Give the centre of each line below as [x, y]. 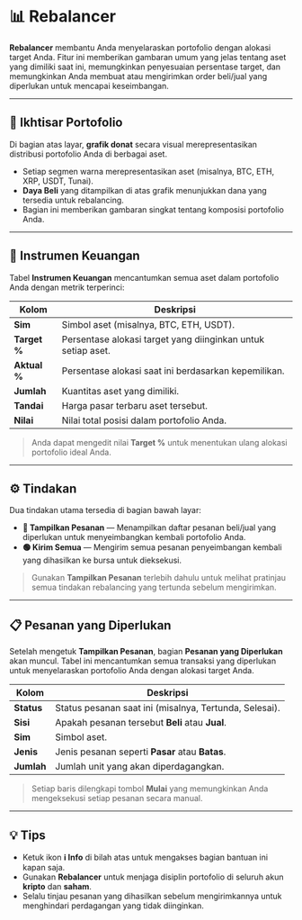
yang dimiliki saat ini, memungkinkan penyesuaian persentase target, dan [145, 67]
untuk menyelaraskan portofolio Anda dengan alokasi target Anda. [132, 671]
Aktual [28, 365]
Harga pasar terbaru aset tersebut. [135, 405]
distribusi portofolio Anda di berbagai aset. [89, 154]
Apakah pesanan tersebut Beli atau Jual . [141, 723]
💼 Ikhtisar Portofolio [66, 123]
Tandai [29, 405]
